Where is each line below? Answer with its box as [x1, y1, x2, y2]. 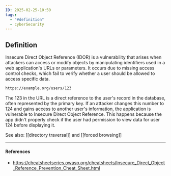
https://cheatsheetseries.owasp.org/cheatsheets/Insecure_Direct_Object [12, 160, 165, 166]
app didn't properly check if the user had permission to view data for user [5, 116, 160, 122]
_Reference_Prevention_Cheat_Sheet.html [12, 165, 100, 171]
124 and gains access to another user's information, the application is [5, 106, 151, 112]
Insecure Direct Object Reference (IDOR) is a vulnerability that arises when [5, 54, 162, 60]
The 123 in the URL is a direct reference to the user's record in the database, [5, 95, 166, 101]
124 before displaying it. [5, 122, 56, 128]
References [5, 148, 31, 155]
